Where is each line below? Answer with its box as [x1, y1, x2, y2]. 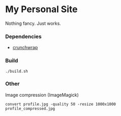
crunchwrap [12, 45, 38, 51]
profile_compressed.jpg [5, 106, 55, 111]
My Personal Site [5, 4, 78, 15]
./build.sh [5, 68, 28, 74]
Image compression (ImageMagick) [5, 92, 79, 98]
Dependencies [5, 33, 42, 40]
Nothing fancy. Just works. [5, 20, 62, 26]
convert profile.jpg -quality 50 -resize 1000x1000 [5, 101, 116, 107]
